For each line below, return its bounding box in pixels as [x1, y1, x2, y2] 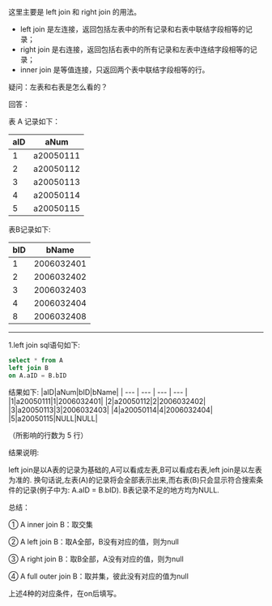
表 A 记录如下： [8, 117, 61, 126]
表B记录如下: [8, 225, 51, 234]
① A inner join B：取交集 [8, 519, 93, 529]
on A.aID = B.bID [8, 372, 67, 380]
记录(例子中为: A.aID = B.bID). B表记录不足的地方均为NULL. [22, 485, 220, 495]
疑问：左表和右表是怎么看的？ [8, 82, 108, 92]
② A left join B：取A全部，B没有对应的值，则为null [8, 536, 180, 546]
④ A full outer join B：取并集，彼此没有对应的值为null [8, 571, 189, 581]
